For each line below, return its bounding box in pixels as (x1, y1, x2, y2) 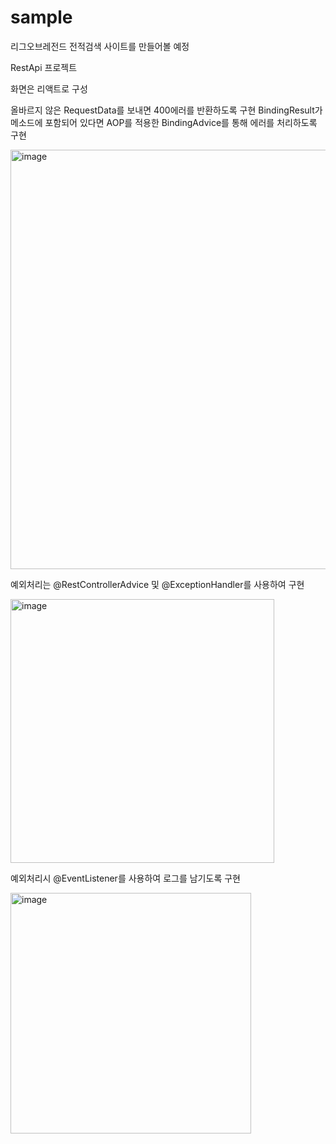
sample (10, 6, 73, 29)
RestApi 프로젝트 (10, 61, 78, 73)
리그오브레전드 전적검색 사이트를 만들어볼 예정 (10, 40, 190, 52)
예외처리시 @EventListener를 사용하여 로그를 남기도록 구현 (10, 872, 241, 884)
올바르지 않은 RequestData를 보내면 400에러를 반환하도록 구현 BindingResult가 (10, 104, 323, 116)
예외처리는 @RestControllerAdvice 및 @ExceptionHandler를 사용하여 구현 (10, 578, 305, 590)
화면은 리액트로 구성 (10, 82, 88, 95)
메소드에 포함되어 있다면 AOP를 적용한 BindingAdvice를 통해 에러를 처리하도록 (10, 116, 318, 128)
